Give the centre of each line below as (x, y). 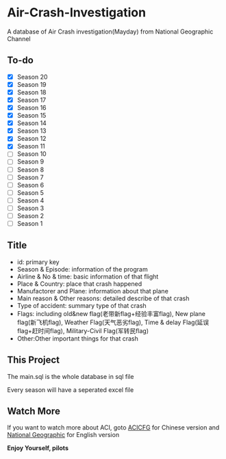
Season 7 (30, 177)
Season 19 (32, 84)
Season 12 (32, 139)
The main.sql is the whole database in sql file (71, 376)
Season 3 (30, 208)
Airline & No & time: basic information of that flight (88, 276)
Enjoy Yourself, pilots (38, 448)
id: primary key (38, 262)
